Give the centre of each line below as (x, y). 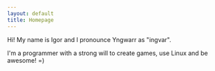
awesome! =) (26, 60)
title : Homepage (30, 20)
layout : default (30, 13)
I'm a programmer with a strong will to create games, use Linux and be (108, 53)
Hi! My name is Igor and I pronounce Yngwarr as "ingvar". (89, 39)
